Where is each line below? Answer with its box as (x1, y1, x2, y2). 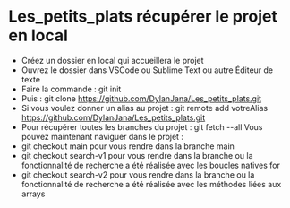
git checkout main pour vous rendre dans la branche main (21, 141, 235, 152)
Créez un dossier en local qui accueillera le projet (21, 55, 204, 65)
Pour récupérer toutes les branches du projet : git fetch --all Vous (21, 121, 263, 132)
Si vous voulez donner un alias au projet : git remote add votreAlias (21, 102, 269, 113)
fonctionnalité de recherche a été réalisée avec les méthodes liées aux (21, 178, 282, 189)
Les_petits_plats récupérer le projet (8, 6, 278, 27)
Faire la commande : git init (21, 83, 122, 94)
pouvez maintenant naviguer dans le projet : (21, 131, 184, 142)
